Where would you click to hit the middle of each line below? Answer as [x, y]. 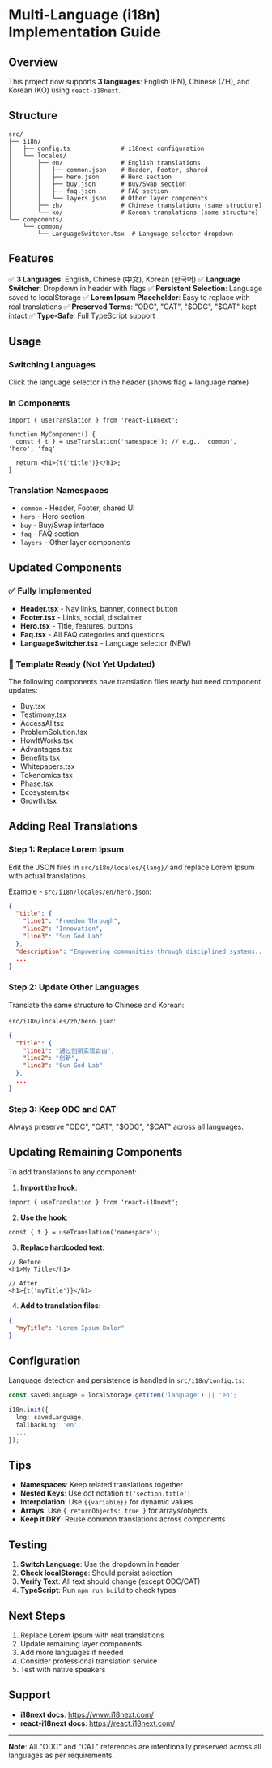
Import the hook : [49, 1187]
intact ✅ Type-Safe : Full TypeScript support [82, 315]
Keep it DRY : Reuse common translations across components [123, 1519]
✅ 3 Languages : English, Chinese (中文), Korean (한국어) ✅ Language [125, 279]
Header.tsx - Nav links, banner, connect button [99, 608]
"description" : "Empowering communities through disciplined [121, 951]
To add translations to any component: [73, 1172]
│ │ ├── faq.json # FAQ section [88, 191]
